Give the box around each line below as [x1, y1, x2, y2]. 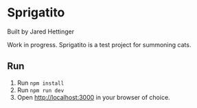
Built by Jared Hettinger [7, 27, 75, 36]
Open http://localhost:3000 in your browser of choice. [16, 93, 170, 101]
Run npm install [16, 79, 65, 87]
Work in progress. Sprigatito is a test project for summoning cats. [7, 40, 192, 49]
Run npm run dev [16, 85, 65, 94]
